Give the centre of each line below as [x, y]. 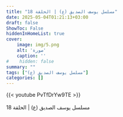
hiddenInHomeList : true [35, 34]
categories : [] [25, 78]
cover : [14, 39]
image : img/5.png [38, 45]
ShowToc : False [25, 28]
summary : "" [21, 67]
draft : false [22, 23]
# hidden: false [30, 61]
